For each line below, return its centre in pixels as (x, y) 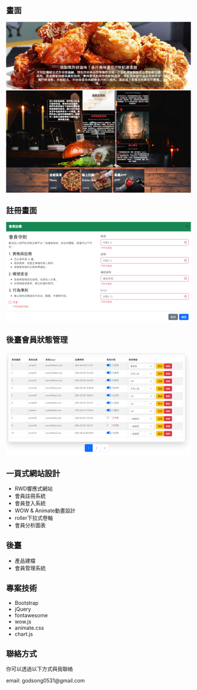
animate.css (29, 628)
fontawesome (31, 615)
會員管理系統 (30, 568)
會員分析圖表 (30, 525)
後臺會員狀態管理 (37, 340)
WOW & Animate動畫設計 (45, 511)
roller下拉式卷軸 (34, 518)
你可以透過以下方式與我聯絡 (40, 669)
